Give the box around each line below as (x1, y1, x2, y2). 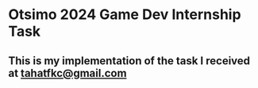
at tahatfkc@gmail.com (8, 66, 127, 80)
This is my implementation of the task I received (8, 54, 251, 67)
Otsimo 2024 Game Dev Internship (8, 6, 241, 24)
